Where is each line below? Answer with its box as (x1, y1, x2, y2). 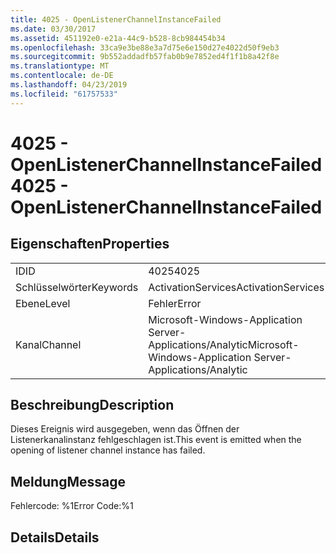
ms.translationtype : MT (10, 61, 110, 71)
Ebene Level (15, 296, 71, 310)
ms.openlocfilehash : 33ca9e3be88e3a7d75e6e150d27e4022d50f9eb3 (10, 42, 280, 53)
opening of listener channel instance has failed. (10, 444, 206, 456)
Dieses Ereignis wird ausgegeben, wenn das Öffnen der (10, 423, 240, 435)
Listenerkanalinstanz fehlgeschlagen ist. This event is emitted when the (10, 434, 302, 446)
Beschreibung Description (10, 397, 175, 414)
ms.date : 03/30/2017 (10, 24, 97, 34)
